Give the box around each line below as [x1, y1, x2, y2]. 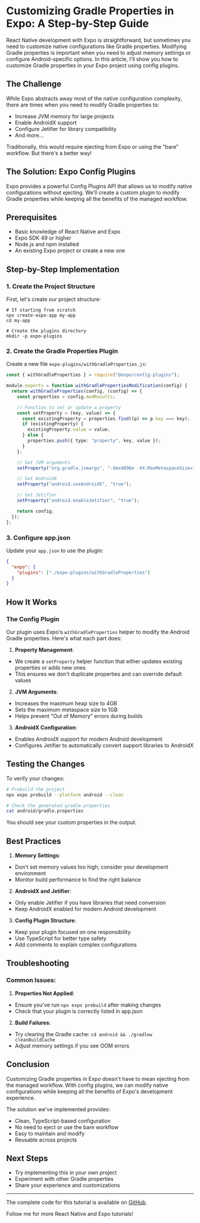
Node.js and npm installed [14, 241, 79, 248]
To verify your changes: [6, 774, 64, 782]
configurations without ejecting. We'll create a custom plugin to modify [6, 189, 180, 196]
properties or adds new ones [14, 664, 86, 671]
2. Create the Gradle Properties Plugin [6, 347, 118, 355]
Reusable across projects [14, 1136, 77, 1143]
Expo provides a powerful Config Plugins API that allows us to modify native [6, 183, 192, 190]
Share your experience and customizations [14, 1182, 120, 1189]
